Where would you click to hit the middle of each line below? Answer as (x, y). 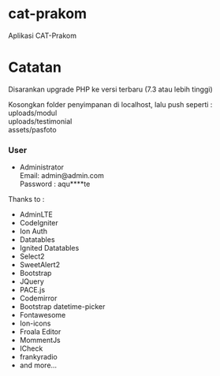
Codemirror (38, 298)
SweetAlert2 (40, 265)
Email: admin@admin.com (62, 176)
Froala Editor (40, 332)
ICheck (31, 348)
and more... (38, 365)
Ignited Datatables (49, 248)
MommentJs (40, 341)
